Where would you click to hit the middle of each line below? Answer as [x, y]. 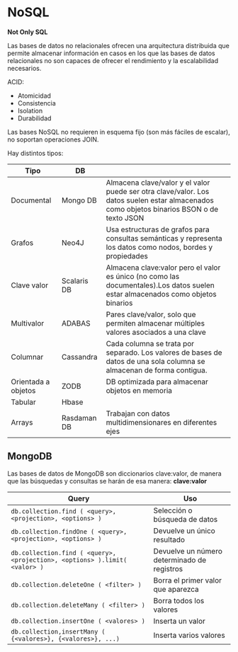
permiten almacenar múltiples [155, 323]
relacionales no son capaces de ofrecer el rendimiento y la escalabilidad [113, 60]
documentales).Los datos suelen [160, 285]
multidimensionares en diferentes [161, 422]
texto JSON [125, 218]
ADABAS [76, 323]
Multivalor [28, 323]
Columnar [27, 357]
